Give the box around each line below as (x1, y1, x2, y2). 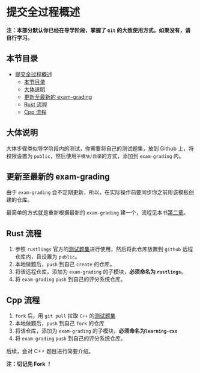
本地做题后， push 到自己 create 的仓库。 (14, 260, 115, 268)
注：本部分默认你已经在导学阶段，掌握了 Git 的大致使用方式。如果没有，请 (6, 27, 191, 34)
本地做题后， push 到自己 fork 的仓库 (14, 320, 105, 327)
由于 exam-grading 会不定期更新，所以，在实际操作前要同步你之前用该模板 (6, 189, 189, 196)
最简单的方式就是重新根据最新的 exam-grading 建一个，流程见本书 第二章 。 (6, 209, 189, 216)
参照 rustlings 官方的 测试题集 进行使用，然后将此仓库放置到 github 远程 (14, 245, 193, 253)
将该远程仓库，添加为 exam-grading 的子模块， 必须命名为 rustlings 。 (14, 268, 187, 275)
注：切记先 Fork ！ (6, 360, 52, 368)
